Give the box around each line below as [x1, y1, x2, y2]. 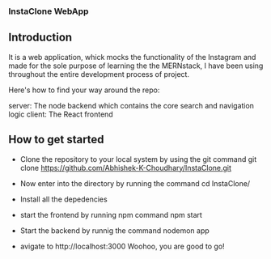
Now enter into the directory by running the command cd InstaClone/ [19, 178, 251, 188]
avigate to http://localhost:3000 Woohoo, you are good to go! [19, 241, 225, 251]
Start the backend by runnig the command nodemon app [19, 225, 210, 236]
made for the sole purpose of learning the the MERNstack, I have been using [8, 61, 264, 70]
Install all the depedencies [19, 194, 108, 204]
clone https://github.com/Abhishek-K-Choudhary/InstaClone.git [19, 163, 232, 172]
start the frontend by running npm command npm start [19, 210, 202, 219]
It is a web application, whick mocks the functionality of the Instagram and [8, 52, 256, 62]
